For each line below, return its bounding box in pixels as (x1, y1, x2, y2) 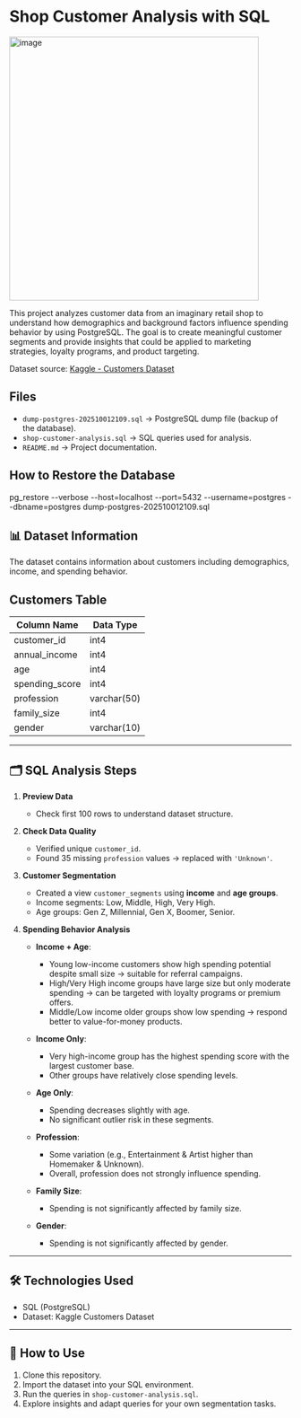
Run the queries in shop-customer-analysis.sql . (21, 1388, 199, 1399)
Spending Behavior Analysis (21, 924, 131, 935)
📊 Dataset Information (9, 528, 139, 543)
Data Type (92, 619, 138, 631)
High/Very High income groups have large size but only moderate (48, 978, 291, 989)
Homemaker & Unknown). (48, 1158, 145, 1169)
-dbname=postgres (9, 501, 82, 512)
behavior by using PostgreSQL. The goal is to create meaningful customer (9, 326, 282, 338)
